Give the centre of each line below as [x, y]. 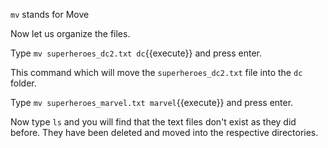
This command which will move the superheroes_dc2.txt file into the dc [156, 72]
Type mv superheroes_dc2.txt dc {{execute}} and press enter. [136, 53]
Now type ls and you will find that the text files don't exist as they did [153, 122]
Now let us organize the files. [70, 33]
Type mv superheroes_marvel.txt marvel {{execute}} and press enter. [152, 102]
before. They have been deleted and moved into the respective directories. [164, 132]
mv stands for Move [50, 14]
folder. [23, 83]
